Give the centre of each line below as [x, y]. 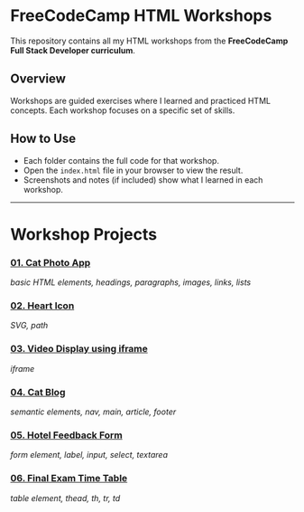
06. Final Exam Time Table [69, 479]
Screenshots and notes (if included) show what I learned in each [143, 180]
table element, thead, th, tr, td [65, 498]
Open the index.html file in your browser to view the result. [133, 170]
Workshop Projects [83, 234]
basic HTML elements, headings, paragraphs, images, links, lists [131, 282]
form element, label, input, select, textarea [89, 455]
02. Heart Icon [42, 306]
